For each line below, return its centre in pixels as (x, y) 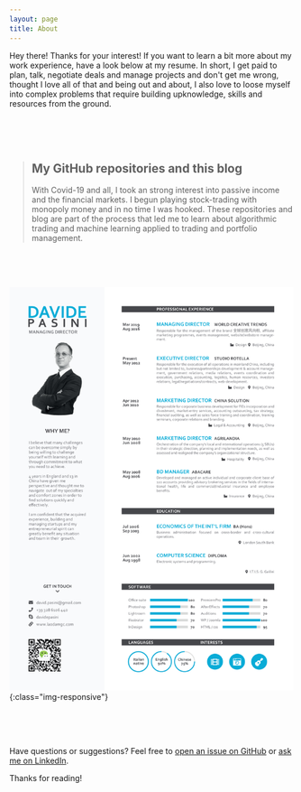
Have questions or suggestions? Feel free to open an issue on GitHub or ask (150, 751)
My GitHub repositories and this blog (137, 168)
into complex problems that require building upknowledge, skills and (136, 94)
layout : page (34, 19)
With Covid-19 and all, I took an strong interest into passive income (155, 191)
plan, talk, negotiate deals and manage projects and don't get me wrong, (144, 75)
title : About (34, 28)
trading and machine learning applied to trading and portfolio (144, 228)
